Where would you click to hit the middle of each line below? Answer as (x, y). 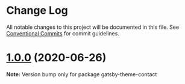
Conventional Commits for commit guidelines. (63, 33)
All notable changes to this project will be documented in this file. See (93, 27)
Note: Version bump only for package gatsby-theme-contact (82, 74)
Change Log (37, 10)
